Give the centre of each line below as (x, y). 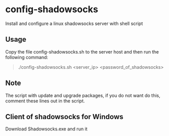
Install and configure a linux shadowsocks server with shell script (74, 23)
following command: (27, 57)
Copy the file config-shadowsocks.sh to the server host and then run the (82, 51)
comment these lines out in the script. (45, 101)
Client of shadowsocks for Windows (65, 116)
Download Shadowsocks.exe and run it (47, 129)
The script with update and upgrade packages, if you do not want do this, (83, 95)
